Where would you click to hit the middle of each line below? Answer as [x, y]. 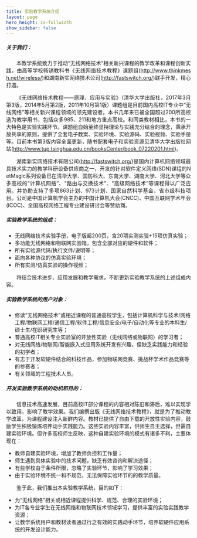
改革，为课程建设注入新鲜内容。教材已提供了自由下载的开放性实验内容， [98, 419]
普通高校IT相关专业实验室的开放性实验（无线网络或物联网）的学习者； [99, 337]
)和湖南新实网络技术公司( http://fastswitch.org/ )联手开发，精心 [117, 78]
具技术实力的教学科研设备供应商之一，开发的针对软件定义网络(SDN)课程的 [97, 169]
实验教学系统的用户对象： [37, 299]
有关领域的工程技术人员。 [45, 374]
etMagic [16, 176]
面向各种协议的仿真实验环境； [50, 258]
